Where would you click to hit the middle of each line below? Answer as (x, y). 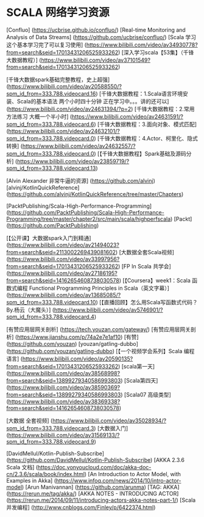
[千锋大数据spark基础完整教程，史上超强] (58, 79)
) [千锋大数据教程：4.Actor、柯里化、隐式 (146, 138)
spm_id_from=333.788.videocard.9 (50, 441)
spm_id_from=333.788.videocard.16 (51, 94)
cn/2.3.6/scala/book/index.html (46, 474)
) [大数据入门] (111, 428)
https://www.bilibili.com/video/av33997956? (64, 259)
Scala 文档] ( (22, 467)
